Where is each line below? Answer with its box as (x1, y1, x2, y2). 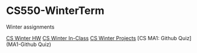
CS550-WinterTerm (6, 4, 105, 17)
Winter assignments (6, 23, 55, 30)
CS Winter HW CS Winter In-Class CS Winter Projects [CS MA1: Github (6, 34, 178, 41)
